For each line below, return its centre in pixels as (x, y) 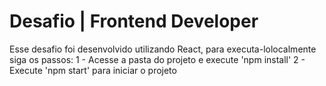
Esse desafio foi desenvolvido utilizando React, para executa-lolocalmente (163, 49)
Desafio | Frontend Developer (134, 21)
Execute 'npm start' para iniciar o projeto (93, 70)
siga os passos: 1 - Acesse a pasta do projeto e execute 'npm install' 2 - (157, 59)
